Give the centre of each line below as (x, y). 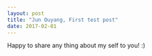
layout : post (26, 13)
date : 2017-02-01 (32, 26)
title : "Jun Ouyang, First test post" (63, 20)
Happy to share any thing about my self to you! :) (76, 46)
